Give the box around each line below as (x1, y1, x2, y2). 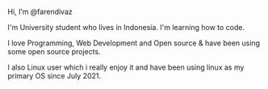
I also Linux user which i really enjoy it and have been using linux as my (7, 62, 245, 72)
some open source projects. (7, 47, 102, 56)
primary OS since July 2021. (7, 71, 102, 80)
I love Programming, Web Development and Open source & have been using (7, 38, 260, 48)
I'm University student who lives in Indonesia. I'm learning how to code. (7, 23, 245, 32)
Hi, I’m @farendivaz (7, 7, 73, 16)
